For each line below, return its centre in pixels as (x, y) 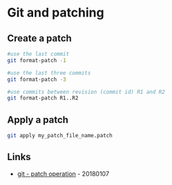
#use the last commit (38, 54)
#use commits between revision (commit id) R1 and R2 (86, 92)
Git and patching (56, 13)
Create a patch (40, 38)
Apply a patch (38, 120)
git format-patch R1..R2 (43, 98)
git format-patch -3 (37, 79)
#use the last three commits (49, 73)
